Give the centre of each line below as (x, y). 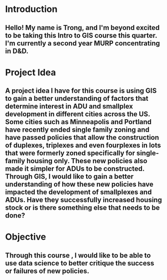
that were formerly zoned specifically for (70, 153)
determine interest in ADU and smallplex (69, 107)
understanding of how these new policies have (79, 184)
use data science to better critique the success (80, 263)
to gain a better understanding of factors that (77, 99)
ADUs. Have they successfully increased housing (83, 200)
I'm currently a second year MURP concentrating (83, 43)
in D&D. (17, 51)
